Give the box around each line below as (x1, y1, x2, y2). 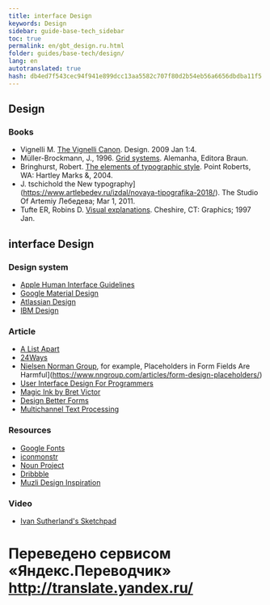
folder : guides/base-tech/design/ (8, 49, 125, 58)
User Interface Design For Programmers (19, 378, 154, 389)
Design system (8, 261, 69, 272)
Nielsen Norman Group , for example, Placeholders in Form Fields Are (19, 361, 251, 371)
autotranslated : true (8, 65, 82, 73)
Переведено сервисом (8, 544, 171, 563)
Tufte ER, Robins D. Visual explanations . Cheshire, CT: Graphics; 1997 (19, 205, 251, 215)
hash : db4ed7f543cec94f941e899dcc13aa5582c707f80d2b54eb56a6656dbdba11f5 (8, 72, 263, 80)
